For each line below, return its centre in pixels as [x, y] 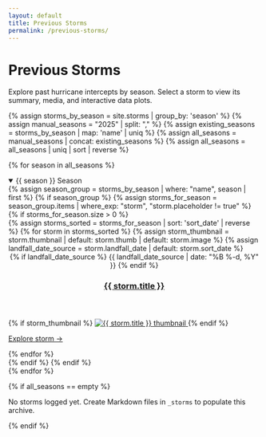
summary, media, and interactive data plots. [80, 100]
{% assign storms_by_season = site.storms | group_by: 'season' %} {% [125, 116]
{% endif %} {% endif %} [50, 363]
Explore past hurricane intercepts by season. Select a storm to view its [125, 92]
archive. [22, 411]
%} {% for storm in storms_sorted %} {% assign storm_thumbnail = [119, 231]
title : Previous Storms [48, 23]
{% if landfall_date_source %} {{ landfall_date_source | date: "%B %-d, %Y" [134, 257]
